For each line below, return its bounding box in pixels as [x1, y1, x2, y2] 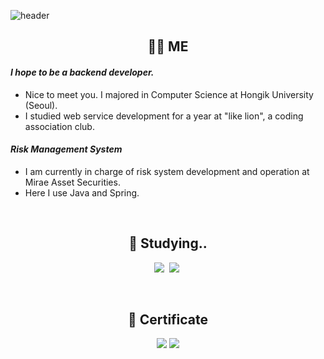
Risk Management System [10, 143, 123, 155]
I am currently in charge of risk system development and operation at [24, 165, 310, 177]
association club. [24, 120, 95, 132]
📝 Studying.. [128, 235, 208, 252]
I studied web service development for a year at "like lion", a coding [24, 110, 304, 122]
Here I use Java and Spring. [24, 186, 140, 199]
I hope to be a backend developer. [10, 66, 155, 78]
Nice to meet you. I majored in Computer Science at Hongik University [24, 88, 314, 100]
